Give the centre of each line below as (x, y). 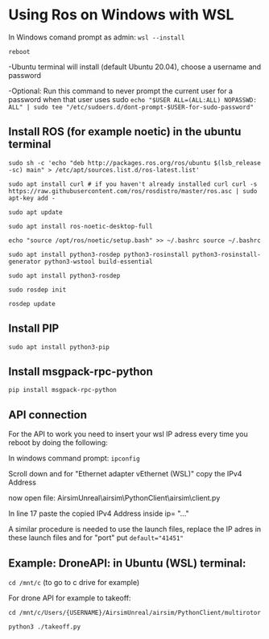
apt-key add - (32, 198)
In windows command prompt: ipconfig (74, 458)
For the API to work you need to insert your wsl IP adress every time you (128, 434)
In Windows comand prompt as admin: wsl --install (97, 37)
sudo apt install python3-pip (59, 347)
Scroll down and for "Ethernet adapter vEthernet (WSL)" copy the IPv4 (125, 474)
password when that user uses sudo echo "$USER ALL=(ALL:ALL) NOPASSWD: (133, 99)
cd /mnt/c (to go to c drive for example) (74, 582)
